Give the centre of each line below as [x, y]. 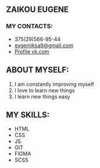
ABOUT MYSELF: [37, 70]
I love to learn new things [44, 90]
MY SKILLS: [28, 114]
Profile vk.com [32, 52]
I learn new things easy [42, 97]
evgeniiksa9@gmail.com [44, 45]
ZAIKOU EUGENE [37, 10]
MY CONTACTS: [30, 26]
